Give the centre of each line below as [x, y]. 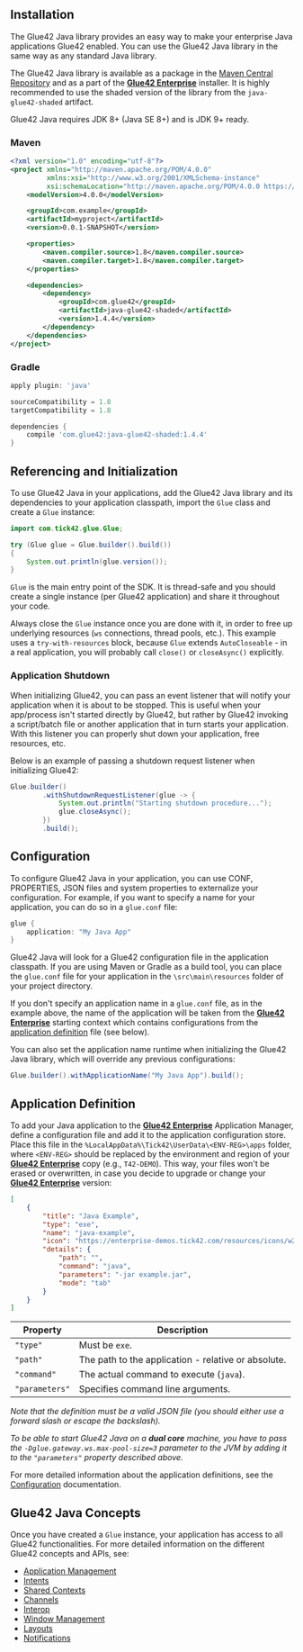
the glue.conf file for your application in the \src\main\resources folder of [147, 977]
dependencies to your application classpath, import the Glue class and [140, 502]
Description [183, 1330]
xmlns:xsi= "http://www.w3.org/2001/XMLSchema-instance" [153, 178]
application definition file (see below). [80, 1032]
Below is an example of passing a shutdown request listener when [133, 761]
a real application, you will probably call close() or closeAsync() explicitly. [147, 653]
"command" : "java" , [94, 1267]
